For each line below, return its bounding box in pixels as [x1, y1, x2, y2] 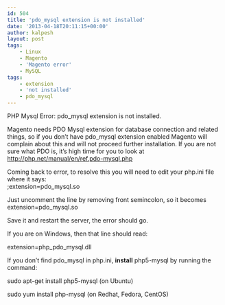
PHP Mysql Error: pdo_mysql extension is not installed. [7, 112, 162, 120]
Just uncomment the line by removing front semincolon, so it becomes [7, 196, 207, 203]
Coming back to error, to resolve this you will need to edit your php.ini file [7, 168, 215, 176]
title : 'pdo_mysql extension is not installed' [7, 16, 146, 23]
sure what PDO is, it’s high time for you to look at [7, 147, 145, 155]
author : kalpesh [7, 29, 54, 36]
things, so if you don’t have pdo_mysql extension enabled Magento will [7, 133, 208, 141]
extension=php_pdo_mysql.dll [7, 243, 92, 251]
